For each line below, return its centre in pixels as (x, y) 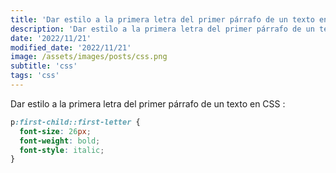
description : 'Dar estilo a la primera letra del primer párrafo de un (162, 29)
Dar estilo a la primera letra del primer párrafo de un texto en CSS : (148, 103)
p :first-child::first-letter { (75, 122)
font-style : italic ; (62, 150)
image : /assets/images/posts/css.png (89, 57)
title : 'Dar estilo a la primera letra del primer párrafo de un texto (162, 19)
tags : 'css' (35, 76)
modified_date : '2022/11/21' (71, 47)
